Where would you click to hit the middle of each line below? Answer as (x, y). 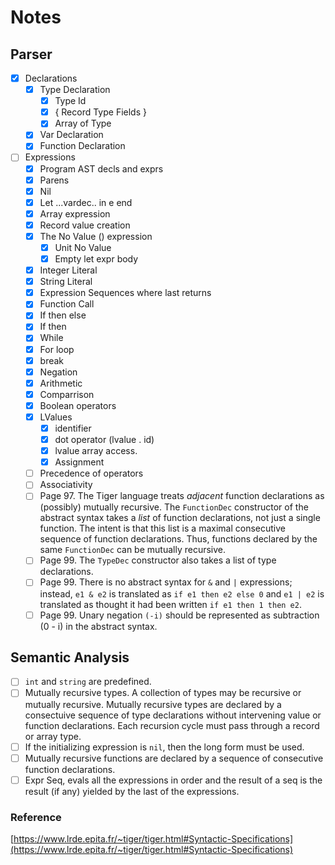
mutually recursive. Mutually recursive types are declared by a (153, 704)
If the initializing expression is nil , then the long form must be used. (164, 747)
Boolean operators (78, 405)
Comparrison (67, 394)
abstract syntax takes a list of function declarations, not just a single (180, 518)
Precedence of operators (91, 473)
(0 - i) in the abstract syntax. (98, 626)
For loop (57, 349)
